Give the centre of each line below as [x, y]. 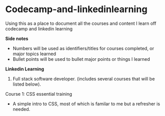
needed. [21, 109]
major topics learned [34, 54]
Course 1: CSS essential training [39, 94]
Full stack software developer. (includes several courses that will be [84, 79]
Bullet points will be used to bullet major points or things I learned [81, 59]
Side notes [17, 38]
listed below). [27, 84]
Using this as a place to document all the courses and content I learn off [81, 23]
